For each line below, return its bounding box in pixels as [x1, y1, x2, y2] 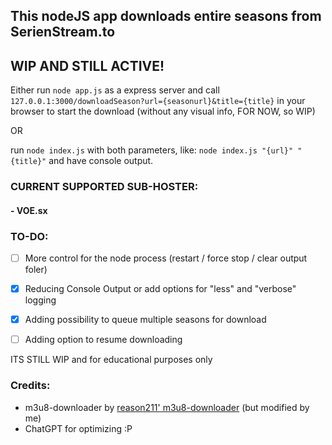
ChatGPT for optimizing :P [24, 422, 133, 434]
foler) [24, 264, 48, 276]
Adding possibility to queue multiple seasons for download [24, 314, 267, 326]
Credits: [10, 379, 51, 393]
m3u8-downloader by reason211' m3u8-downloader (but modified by [24, 401, 310, 413]
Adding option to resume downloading [24, 334, 183, 346]
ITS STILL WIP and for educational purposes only [10, 354, 213, 366]
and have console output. [48, 155, 154, 167]
